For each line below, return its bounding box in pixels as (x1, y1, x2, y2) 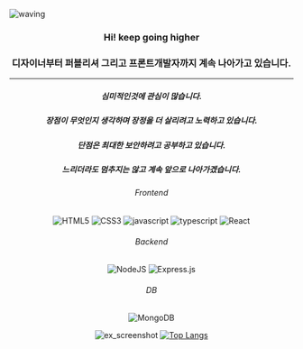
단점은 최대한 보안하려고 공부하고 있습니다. (77, 140, 226, 151)
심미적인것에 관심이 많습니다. (100, 90, 203, 101)
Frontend (134, 188, 169, 198)
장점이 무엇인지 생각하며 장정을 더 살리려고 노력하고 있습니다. (45, 115, 258, 126)
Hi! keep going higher (103, 31, 200, 43)
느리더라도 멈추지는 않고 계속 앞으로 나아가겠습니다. (61, 163, 242, 175)
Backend (134, 235, 169, 247)
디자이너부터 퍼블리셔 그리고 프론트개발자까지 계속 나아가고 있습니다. (12, 57, 291, 69)
